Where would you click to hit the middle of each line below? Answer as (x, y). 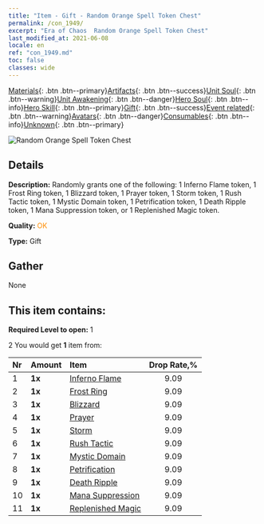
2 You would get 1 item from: (55, 346)
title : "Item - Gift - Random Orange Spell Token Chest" (105, 16)
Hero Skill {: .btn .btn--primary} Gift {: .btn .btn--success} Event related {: (139, 107)
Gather (26, 266)
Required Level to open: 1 (51, 330)
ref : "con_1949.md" (41, 53)
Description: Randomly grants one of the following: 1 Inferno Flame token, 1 (132, 184)
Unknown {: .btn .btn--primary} (74, 124)
